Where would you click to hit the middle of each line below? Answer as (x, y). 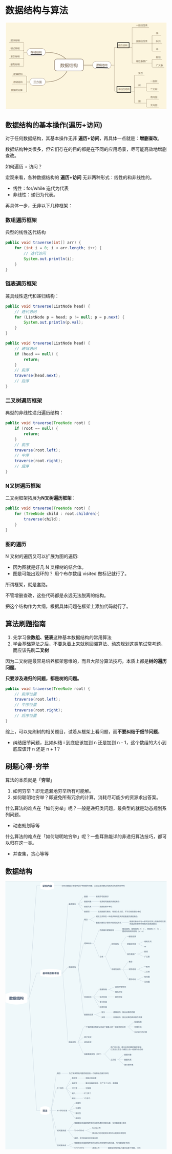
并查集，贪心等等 (31, 853)
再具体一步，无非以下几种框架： (39, 205)
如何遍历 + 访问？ (24, 166)
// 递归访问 (26, 349)
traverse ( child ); (42, 519)
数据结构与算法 (37, 11)
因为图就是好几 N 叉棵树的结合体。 (49, 567)
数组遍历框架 (21, 220)
